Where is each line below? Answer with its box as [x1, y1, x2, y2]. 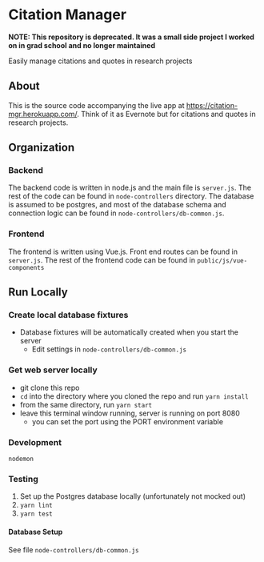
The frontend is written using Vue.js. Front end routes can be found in [8, 247, 238, 256]
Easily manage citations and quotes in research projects [8, 56, 193, 66]
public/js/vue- [197, 256, 248, 265]
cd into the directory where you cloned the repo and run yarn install [19, 391, 250, 401]
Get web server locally [8, 364, 98, 375]
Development [8, 436, 62, 448]
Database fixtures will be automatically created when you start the [19, 327, 238, 337]
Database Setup [8, 527, 63, 536]
